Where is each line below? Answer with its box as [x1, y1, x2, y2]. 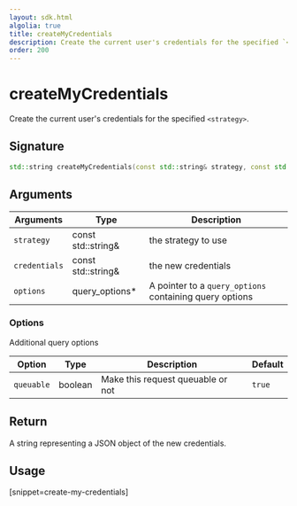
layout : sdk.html [9, 12, 73, 22]
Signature [9, 139, 65, 154]
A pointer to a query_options [148, 279, 267, 292]
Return [9, 414, 48, 430]
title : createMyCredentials [9, 29, 113, 38]
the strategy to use [148, 234, 227, 246]
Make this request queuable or [101, 373, 228, 385]
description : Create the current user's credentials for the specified [9, 37, 278, 47]
